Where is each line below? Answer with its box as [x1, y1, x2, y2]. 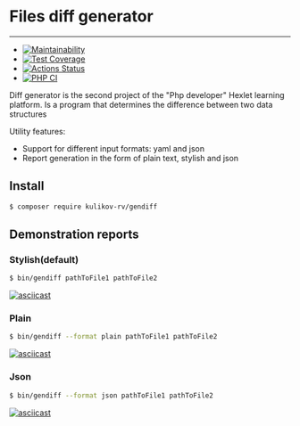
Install [9, 178, 45, 193]
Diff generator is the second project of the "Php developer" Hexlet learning [9, 89, 285, 100]
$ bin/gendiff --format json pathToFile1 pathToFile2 [9, 390, 214, 400]
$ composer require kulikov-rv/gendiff [9, 202, 158, 211]
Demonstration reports [9, 227, 139, 242]
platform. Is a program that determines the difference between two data [9, 99, 273, 110]
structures [9, 109, 47, 119]
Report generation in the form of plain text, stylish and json [21, 152, 239, 163]
